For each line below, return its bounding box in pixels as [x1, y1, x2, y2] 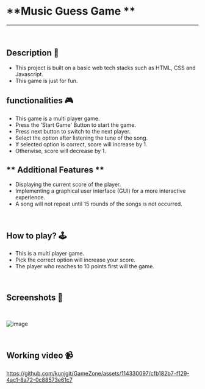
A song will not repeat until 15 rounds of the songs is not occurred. [15, 200, 183, 208]
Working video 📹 [6, 351, 73, 361]
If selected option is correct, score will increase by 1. [15, 140, 148, 148]
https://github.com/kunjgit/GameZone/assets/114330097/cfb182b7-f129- [6, 369, 190, 377]
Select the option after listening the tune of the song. [15, 134, 148, 141]
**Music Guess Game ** [6, 4, 136, 18]
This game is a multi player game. [15, 115, 100, 122]
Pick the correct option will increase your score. [15, 256, 136, 263]
